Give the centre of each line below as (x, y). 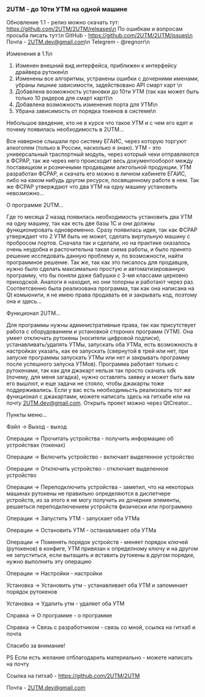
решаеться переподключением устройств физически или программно (99, 507)
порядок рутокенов (32, 592)
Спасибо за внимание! (36, 646)
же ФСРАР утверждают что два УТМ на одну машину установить (92, 187)
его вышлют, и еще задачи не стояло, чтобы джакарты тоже (85, 383)
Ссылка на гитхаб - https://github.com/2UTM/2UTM (73, 676)
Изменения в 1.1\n (30, 54)
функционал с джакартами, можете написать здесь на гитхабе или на (99, 397)
